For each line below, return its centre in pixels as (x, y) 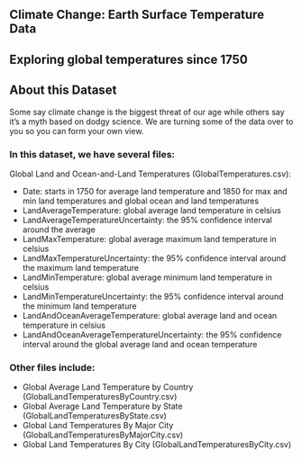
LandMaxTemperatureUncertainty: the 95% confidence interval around (154, 258)
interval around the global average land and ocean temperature (140, 344)
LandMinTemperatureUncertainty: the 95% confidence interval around (153, 296)
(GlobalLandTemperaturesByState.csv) (94, 416)
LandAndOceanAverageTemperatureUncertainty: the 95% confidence (152, 334)
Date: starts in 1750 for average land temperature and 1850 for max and (155, 191)
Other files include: (52, 367)
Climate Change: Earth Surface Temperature (137, 15)
